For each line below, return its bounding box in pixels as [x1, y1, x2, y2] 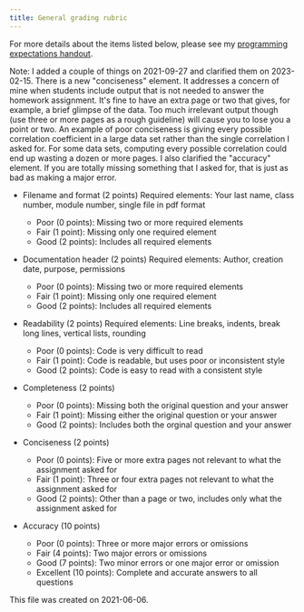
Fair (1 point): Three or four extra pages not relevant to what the [35, 474, 274, 485]
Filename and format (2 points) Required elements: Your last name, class [22, 189, 295, 200]
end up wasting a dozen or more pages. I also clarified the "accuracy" [9, 152, 271, 164]
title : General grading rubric [9, 13, 128, 23]
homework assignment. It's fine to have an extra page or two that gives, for [9, 95, 290, 105]
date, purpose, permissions [22, 263, 125, 274]
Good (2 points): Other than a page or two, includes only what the [35, 493, 282, 504]
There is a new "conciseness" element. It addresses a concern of [34, 75, 279, 86]
